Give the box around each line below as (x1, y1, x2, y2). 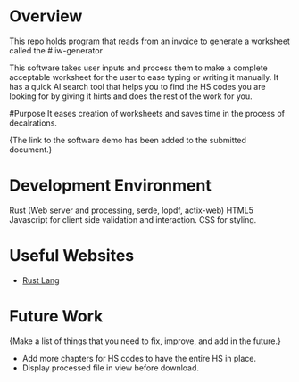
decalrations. (9, 118, 58, 128)
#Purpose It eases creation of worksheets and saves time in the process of (9, 108, 286, 118)
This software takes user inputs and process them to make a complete (9, 62, 268, 73)
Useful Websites (9, 246, 135, 266)
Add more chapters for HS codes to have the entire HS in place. (21, 353, 257, 363)
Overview (9, 6, 83, 27)
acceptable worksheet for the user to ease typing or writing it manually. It (9, 71, 279, 82)
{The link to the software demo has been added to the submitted (9, 134, 247, 145)
